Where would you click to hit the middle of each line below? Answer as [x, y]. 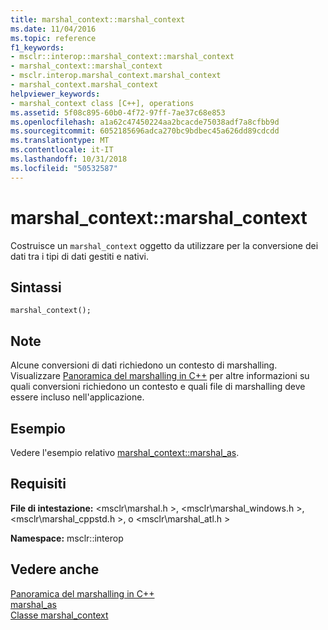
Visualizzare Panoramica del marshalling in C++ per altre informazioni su [160, 376]
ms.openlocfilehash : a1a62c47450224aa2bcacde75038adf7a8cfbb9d [145, 122]
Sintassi [36, 287]
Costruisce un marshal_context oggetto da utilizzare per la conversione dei [164, 245]
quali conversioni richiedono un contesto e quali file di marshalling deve [158, 387]
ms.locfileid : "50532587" [64, 168]
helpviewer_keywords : [55, 94]
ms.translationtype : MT [60, 141]
